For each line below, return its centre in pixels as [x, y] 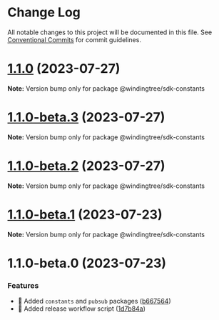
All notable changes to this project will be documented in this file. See [110, 32]
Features [23, 285]
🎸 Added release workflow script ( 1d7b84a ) [82, 309]
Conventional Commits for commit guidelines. [74, 39]
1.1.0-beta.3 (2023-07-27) [86, 117]
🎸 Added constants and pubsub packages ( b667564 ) [94, 301]
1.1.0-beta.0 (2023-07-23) [87, 263]
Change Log [44, 12]
